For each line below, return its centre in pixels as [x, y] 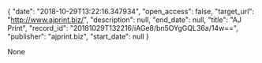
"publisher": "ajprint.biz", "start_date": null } [78, 36]
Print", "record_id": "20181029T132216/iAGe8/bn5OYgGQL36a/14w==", [123, 28]
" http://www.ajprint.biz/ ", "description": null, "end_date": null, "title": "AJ [125, 20]
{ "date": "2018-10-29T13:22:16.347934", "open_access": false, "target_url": [131, 11]
